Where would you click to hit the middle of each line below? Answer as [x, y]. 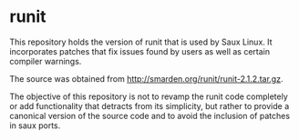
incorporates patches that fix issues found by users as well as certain [140, 51]
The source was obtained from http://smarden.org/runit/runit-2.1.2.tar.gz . [146, 78]
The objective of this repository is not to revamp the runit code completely [149, 96]
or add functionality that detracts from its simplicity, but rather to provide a [149, 105]
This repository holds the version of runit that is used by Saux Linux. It [141, 42]
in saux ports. [35, 125]
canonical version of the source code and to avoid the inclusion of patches [149, 115]
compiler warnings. [46, 61]
